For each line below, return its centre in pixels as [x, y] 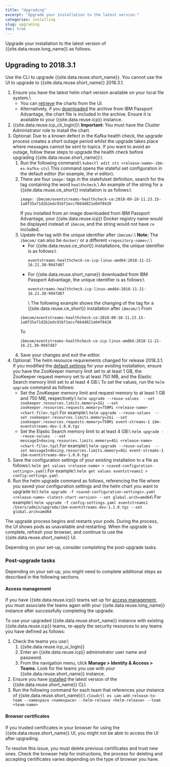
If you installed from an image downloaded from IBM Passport [85, 213]
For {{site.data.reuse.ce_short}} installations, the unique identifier [96, 246]
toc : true [16, 29]
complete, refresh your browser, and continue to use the [64, 532]
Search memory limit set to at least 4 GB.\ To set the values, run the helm [89, 382]
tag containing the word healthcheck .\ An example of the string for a [91, 184]
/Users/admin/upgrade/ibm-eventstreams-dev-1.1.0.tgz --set [77, 507]
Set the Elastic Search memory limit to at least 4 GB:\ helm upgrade [90, 431]
